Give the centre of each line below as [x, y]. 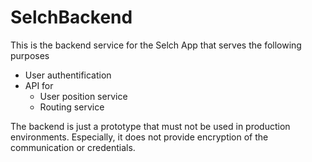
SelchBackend [71, 17]
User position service [83, 96]
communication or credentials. [73, 147]
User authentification [68, 75]
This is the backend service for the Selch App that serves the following [156, 45]
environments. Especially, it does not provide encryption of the [139, 137]
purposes [30, 55]
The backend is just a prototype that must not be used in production [150, 126]
